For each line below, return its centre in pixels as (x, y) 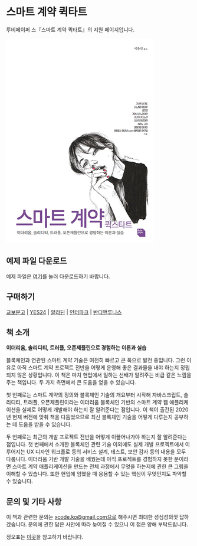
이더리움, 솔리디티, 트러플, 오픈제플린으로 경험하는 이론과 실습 (76, 348)
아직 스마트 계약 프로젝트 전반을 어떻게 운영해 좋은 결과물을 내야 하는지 (98, 368)
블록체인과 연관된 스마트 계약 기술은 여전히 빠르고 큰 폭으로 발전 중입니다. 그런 (96, 360)
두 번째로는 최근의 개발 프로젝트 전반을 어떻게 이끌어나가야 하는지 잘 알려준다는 (97, 437)
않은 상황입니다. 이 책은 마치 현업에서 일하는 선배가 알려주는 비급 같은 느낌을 (104, 375)
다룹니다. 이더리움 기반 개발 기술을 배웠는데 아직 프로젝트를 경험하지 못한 (89, 459)
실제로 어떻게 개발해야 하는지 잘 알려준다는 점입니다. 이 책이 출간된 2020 (105, 410)
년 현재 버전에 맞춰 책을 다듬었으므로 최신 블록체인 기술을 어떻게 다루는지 (89, 417)
